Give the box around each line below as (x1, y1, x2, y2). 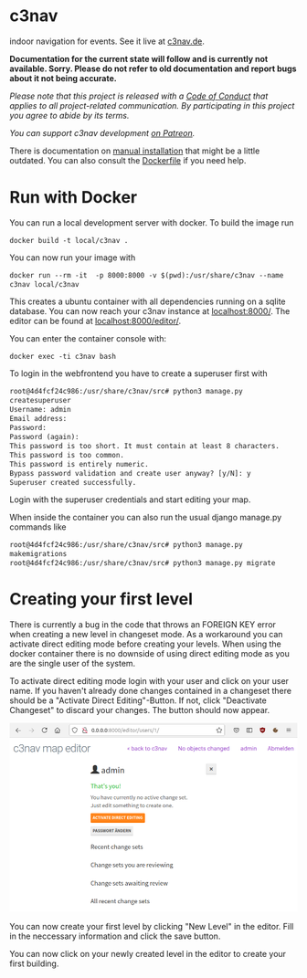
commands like (9, 521, 67, 532)
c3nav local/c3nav (9, 279, 79, 289)
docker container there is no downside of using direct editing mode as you (9, 647, 291, 658)
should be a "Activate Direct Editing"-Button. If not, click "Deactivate (9, 695, 267, 706)
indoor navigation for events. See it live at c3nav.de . (9, 36, 206, 47)
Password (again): (9, 432, 79, 441)
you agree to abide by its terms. (9, 110, 130, 121)
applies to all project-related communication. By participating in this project (9, 100, 295, 110)
